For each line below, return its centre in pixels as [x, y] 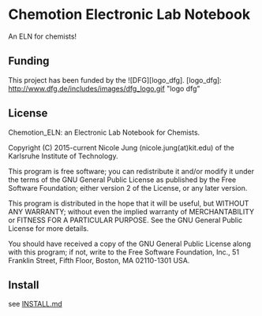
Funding [29, 61]
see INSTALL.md [36, 304]
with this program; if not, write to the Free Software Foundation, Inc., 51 [124, 252]
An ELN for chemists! [43, 36]
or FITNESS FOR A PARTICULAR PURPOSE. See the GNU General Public [125, 220]
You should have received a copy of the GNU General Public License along [129, 244]
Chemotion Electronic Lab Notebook [129, 15]
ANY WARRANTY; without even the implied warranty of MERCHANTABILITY [131, 211]
